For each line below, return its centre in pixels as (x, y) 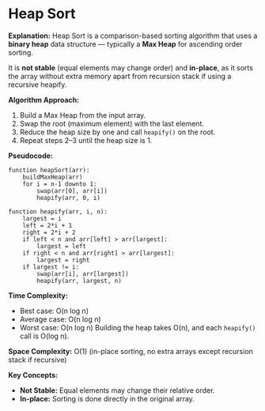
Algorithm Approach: (44, 100)
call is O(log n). (44, 336)
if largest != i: (51, 267)
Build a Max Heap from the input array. (83, 115)
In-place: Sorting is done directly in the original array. (107, 398)
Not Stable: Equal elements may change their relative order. (117, 390)
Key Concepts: (33, 375)
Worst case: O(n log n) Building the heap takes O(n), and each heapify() (138, 327)
